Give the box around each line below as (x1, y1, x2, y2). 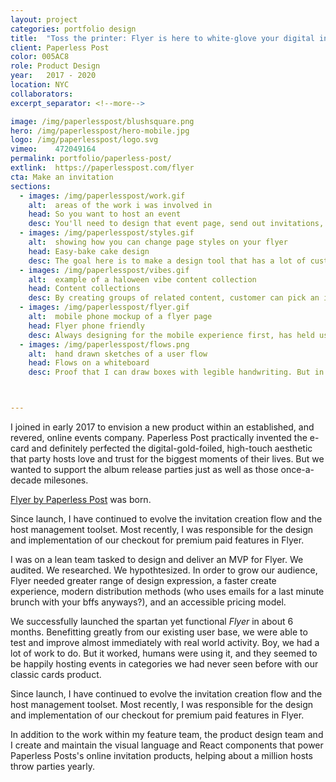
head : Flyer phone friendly (28, 321, 145, 331)
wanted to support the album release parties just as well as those (10, 464, 279, 475)
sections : (10, 181, 52, 191)
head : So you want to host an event (28, 209, 182, 220)
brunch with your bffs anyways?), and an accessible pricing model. (10, 596, 287, 608)
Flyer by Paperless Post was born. (10, 494, 152, 505)
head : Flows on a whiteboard (28, 358, 150, 368)
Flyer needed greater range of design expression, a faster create (10, 575, 277, 586)
